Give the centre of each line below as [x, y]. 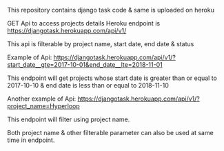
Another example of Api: [42, 99]
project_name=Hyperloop [44, 106]
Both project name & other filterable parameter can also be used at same [110, 133]
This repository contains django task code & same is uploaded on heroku [111, 10]
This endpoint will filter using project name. [69, 119]
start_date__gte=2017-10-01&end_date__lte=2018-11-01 [85, 64]
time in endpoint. [31, 140]
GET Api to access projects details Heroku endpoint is [84, 23]
